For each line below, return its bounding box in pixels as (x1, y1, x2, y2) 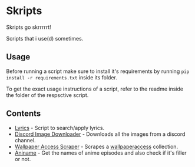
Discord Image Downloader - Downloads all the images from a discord (14, 131, 186, 138)
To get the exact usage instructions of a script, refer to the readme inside (6, 85, 184, 92)
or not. (14, 155, 31, 162)
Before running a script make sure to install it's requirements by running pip (6, 68, 190, 75)
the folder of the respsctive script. (6, 91, 89, 98)
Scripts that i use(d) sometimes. (6, 35, 84, 42)
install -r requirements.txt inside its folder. (6, 74, 118, 81)
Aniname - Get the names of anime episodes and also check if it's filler (14, 149, 187, 156)
